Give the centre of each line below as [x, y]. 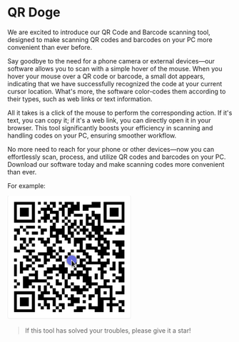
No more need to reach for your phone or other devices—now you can [111, 149]
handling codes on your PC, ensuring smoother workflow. [92, 135]
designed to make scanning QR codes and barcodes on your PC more [110, 39]
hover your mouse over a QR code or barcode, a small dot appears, [106, 76]
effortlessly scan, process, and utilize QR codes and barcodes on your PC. [117, 157]
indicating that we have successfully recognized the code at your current [115, 83]
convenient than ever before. [50, 47]
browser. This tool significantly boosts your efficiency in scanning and [110, 128]
